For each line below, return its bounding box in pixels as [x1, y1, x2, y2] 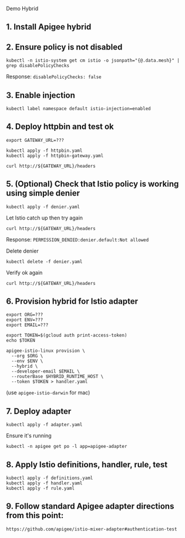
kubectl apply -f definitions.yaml [6, 475, 93, 481]
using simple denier [6, 188, 80, 198]
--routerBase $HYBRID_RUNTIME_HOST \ [11, 374, 104, 380]
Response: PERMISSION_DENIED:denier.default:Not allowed [6, 235, 149, 243]
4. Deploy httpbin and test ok [6, 122, 114, 132]
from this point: [6, 510, 64, 520]
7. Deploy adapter [6, 406, 72, 416]
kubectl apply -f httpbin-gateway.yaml [6, 152, 104, 158]
